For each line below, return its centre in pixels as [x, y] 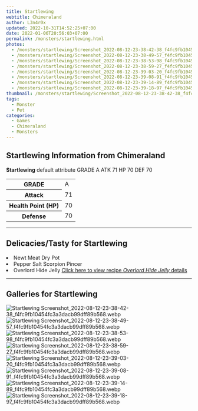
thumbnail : [19, 93]
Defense [34, 216]
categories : [21, 115]
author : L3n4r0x [26, 22]
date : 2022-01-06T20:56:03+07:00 [47, 34]
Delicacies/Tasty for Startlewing [67, 244]
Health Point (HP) [34, 205]
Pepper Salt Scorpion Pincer [48, 264]
